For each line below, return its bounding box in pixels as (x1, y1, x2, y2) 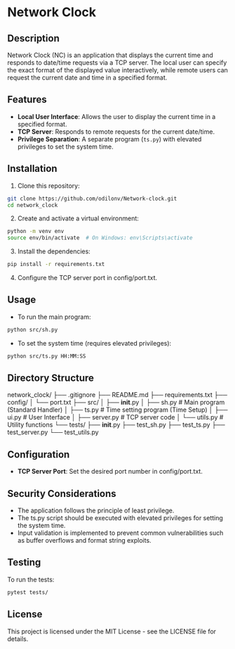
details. (7, 634, 29, 643)
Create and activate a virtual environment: (17, 214, 139, 222)
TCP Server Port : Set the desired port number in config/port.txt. (17, 467, 203, 476)
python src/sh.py (7, 326, 58, 333)
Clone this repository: (17, 181, 80, 190)
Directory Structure (7, 372, 95, 384)
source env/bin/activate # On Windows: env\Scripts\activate (7, 234, 193, 241)
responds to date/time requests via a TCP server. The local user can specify (7, 58, 227, 67)
